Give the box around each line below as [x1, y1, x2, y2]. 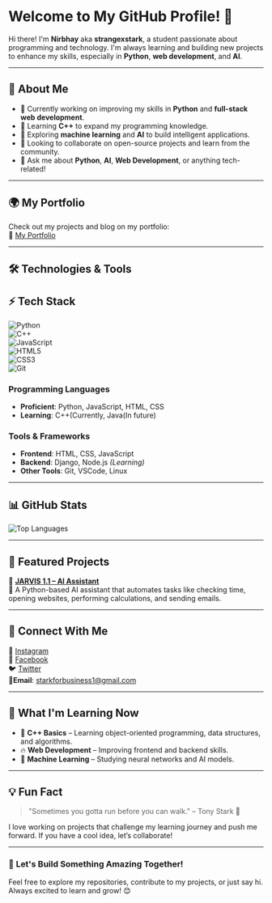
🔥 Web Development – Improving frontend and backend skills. [19, 744, 229, 755]
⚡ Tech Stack [8, 295, 76, 308]
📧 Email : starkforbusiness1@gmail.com [8, 675, 137, 685]
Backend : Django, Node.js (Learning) [19, 457, 145, 468]
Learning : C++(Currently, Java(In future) [19, 410, 156, 420]
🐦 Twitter [8, 663, 42, 673]
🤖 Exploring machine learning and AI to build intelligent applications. [19, 129, 250, 139]
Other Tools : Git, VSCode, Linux [19, 466, 128, 476]
